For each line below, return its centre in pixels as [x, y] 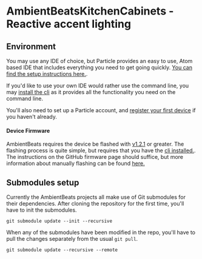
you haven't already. [32, 117]
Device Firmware [28, 130]
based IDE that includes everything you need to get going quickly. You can [99, 67]
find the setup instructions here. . [47, 74]
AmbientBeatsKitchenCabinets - [90, 11]
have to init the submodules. [42, 210]
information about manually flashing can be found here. [76, 163]
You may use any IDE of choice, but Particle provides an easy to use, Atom [99, 61]
